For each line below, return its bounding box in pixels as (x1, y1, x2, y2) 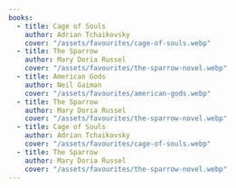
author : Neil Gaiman (24, 80, 102, 89)
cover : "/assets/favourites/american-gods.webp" (24, 89, 212, 98)
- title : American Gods (16, 72, 106, 81)
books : (8, 13, 33, 23)
